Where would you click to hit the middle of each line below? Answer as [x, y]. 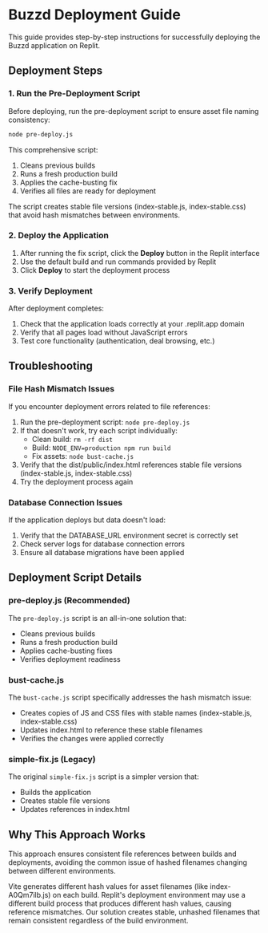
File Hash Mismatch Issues [61, 389]
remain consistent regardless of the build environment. [98, 921]
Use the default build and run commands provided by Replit [118, 262]
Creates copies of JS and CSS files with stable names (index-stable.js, [136, 713]
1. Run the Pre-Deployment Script [74, 94]
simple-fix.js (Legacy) [52, 759]
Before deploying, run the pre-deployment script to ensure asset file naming [134, 111]
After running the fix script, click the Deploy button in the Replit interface [140, 253]
